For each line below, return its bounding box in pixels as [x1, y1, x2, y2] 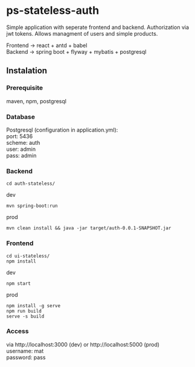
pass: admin [6, 152, 37, 159]
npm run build [6, 308, 42, 314]
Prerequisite [6, 84, 43, 92]
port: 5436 [6, 132, 33, 139]
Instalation [6, 66, 47, 76]
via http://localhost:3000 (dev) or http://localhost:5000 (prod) [6, 340, 160, 348]
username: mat [6, 347, 44, 354]
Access [6, 327, 29, 336]
